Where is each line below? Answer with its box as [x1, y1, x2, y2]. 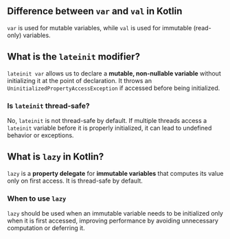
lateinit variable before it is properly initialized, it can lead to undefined [7, 124, 212, 132]
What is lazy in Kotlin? [7, 151, 104, 163]
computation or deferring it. [7, 224, 85, 232]
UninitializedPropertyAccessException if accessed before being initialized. [7, 84, 220, 92]
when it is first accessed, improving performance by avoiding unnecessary [7, 216, 218, 225]
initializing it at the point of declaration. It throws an [7, 76, 152, 84]
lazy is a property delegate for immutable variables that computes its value [7, 169, 224, 177]
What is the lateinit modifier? [7, 51, 141, 62]
